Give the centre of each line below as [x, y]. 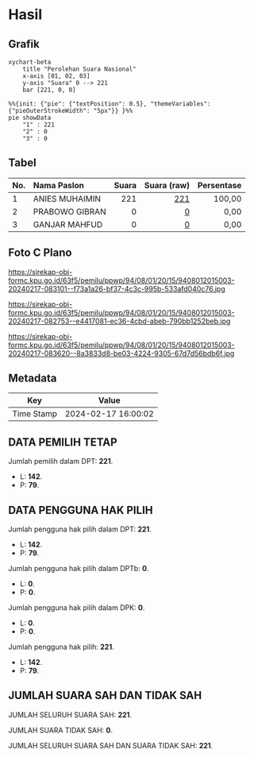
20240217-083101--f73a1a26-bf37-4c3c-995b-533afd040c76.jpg [117, 288]
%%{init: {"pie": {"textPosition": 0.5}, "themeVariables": [110, 104]
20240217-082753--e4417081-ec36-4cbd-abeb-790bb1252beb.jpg [119, 321]
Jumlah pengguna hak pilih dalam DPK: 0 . [77, 608]
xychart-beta [30, 62]
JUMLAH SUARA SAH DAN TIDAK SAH [105, 695]
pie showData [30, 118]
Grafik [24, 44]
